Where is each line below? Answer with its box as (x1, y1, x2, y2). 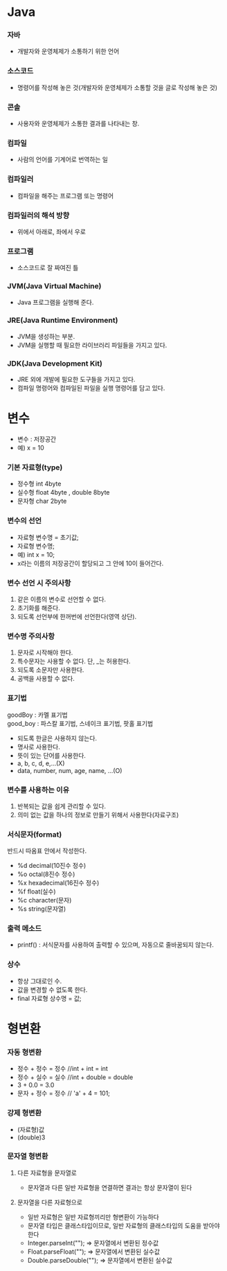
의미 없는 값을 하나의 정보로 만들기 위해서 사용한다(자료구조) (17, 810, 179, 819)
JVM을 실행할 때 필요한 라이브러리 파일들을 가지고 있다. (17, 341, 167, 349)
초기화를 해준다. (17, 603, 60, 612)
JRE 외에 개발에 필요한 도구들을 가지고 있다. (17, 375, 136, 384)
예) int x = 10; (17, 550, 55, 558)
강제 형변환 (7, 1108, 42, 1118)
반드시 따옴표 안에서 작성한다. (7, 846, 87, 855)
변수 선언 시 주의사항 (7, 578, 71, 587)
